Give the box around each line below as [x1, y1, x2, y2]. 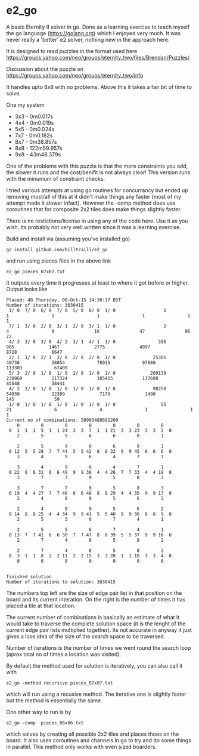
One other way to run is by [6, 708, 71, 715]
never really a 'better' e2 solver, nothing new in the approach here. [6, 36, 170, 43]
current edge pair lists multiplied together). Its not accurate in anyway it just [6, 626, 192, 633]
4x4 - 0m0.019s [14, 119, 54, 126]
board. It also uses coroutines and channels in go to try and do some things [6, 736, 192, 743]
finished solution [6, 573, 52, 579]
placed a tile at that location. [6, 602, 76, 609]
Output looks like [6, 285, 48, 292]
